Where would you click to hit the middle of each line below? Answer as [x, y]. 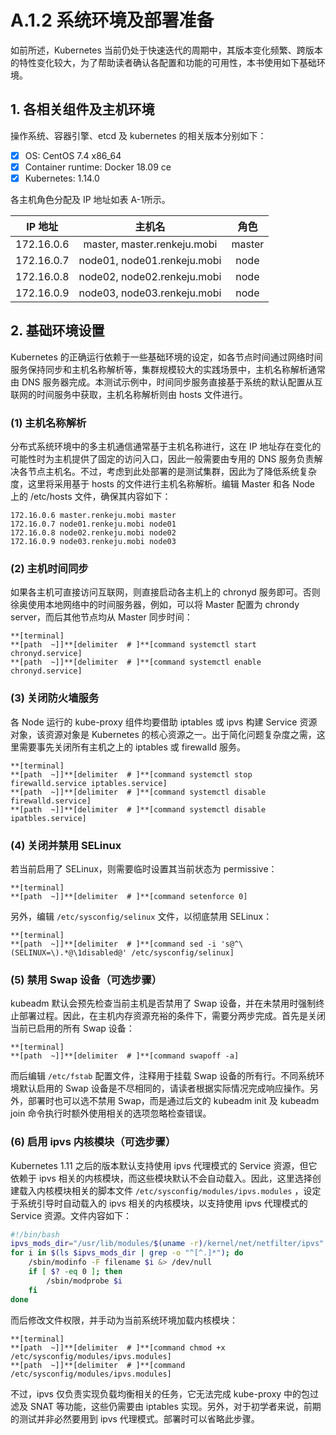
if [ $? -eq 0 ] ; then [75, 1272]
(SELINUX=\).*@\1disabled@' [69, 952]
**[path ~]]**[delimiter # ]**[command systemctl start [133, 645]
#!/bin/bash [35, 1234]
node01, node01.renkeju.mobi [150, 260]
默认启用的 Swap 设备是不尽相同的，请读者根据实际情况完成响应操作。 [164, 1088]
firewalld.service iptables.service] [89, 783]
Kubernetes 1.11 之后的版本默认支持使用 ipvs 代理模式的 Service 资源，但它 [164, 1165]
